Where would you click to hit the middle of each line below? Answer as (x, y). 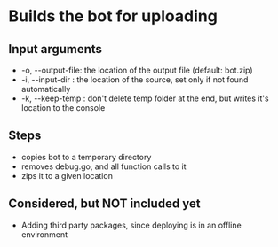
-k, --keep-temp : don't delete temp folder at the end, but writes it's (145, 98)
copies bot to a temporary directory (86, 157)
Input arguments (56, 49)
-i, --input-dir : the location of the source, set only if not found (135, 80)
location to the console (63, 108)
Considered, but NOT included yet (104, 204)
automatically (46, 89)
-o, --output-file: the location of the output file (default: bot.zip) (137, 70)
